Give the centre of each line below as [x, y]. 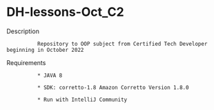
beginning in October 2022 [45, 50]
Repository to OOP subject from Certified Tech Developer [122, 44]
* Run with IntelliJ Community [82, 100]
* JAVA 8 [50, 75]
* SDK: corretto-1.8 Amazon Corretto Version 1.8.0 [113, 87]
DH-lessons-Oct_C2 [66, 12]
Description [23, 31]
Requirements [26, 62]
